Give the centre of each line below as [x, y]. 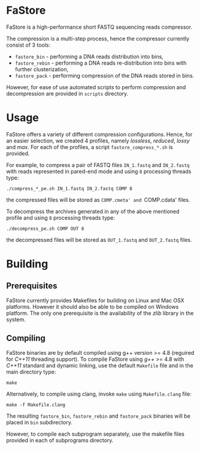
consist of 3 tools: [28, 45]
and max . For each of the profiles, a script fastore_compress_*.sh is [90, 147]
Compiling [26, 338]
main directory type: [31, 372]
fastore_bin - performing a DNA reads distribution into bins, [89, 56]
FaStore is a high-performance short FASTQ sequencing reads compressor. [99, 27]
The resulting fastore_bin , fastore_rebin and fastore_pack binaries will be [98, 416]
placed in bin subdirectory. [40, 422]
